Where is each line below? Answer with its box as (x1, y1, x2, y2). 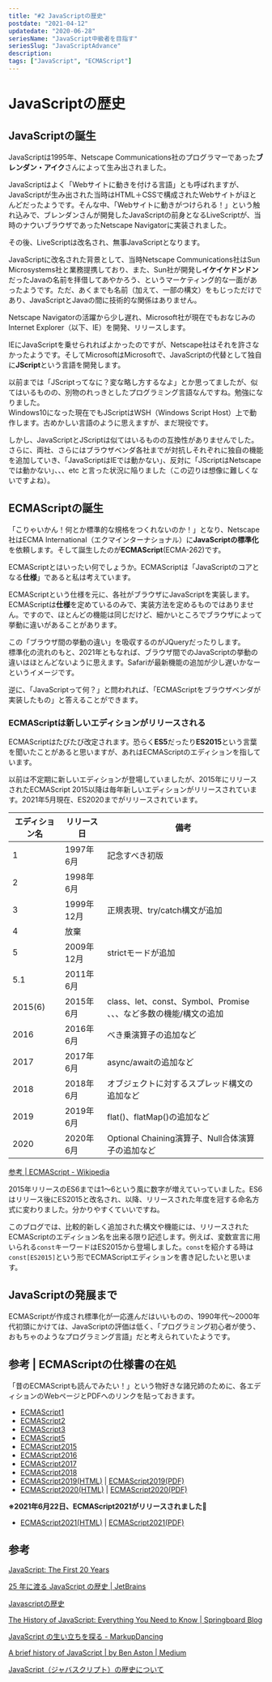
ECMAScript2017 (19, 1458, 77, 1468)
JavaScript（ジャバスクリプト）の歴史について (8, 1665, 164, 1675)
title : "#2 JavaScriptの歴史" (8, 11, 107, 20)
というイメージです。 (8, 667, 79, 677)
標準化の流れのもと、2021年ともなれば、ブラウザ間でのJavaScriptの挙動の (8, 647, 259, 657)
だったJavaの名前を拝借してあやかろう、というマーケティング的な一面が (8, 275, 251, 285)
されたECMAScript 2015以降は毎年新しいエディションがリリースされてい (8, 784, 251, 794)
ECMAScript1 (19, 1407, 65, 1417)
